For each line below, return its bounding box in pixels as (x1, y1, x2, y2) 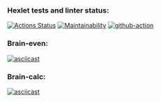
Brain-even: (7, 39, 49, 49)
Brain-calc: (7, 71, 46, 81)
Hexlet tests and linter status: (7, 6, 109, 15)
